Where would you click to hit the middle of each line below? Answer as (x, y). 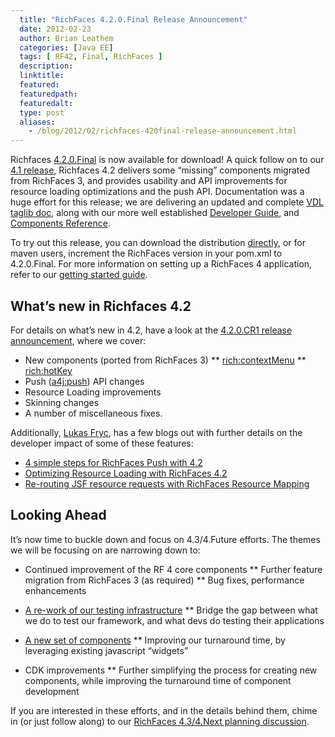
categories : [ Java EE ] (66, 47)
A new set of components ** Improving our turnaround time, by (155, 640)
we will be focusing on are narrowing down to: (105, 550)
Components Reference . (60, 223)
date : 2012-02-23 (55, 29)
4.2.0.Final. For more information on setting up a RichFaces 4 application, (161, 264)
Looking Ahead (58, 515)
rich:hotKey (48, 370)
